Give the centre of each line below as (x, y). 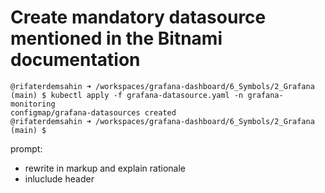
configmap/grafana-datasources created (93, 112)
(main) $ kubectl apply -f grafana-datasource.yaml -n (127, 95)
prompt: (26, 148)
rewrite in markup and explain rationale (105, 168)
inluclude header (59, 178)
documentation (75, 60)
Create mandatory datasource (138, 17)
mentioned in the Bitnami (116, 38)
